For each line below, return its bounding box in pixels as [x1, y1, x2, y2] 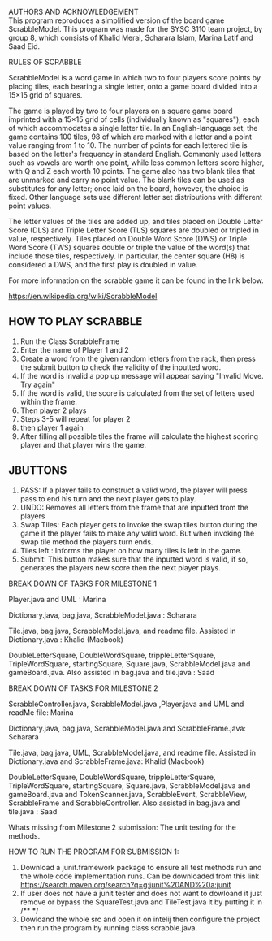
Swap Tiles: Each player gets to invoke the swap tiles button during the [19, 519, 258, 529]
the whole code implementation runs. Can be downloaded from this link [19, 871, 260, 881]
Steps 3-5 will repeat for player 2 [19, 414, 132, 423]
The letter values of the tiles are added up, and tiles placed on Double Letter [8, 217, 263, 226]
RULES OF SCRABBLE [8, 57, 83, 67]
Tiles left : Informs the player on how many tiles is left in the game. [19, 545, 242, 555]
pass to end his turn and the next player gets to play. [19, 493, 196, 503]
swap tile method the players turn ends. [19, 536, 153, 547]
